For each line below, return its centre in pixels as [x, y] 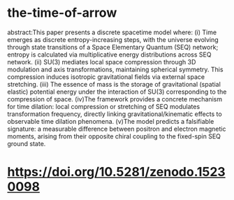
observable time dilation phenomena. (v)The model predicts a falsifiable [111, 121]
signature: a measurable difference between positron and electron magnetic [117, 129]
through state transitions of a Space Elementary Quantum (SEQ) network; [113, 47]
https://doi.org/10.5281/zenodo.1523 [116, 172]
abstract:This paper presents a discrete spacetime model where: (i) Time [112, 32]
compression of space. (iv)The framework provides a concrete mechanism [115, 99]
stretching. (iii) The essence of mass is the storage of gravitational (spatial [114, 84]
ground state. [27, 143]
